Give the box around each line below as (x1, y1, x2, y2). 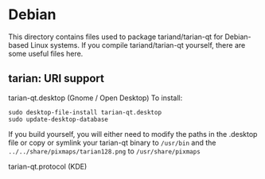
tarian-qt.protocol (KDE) (8, 161, 88, 171)
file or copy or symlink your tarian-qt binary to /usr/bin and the (8, 138, 216, 147)
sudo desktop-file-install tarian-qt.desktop (8, 108, 162, 116)
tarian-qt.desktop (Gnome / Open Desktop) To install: (8, 93, 183, 103)
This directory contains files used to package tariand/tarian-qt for (8, 32, 224, 41)
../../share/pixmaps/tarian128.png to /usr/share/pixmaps (8, 146, 201, 156)
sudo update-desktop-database (8, 115, 109, 123)
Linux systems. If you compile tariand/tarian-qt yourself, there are (30, 40, 246, 49)
